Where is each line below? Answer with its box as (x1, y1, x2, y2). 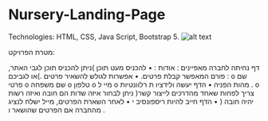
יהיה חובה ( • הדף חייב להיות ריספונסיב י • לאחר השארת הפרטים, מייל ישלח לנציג (8, 96, 254, 106)
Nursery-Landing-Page (8, 6, 166, 24)
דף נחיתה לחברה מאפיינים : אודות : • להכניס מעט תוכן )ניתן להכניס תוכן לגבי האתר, (8, 62, 260, 72)
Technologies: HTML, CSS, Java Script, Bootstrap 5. (8, 32, 179, 41)
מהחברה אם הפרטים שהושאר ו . (8, 105, 105, 115)
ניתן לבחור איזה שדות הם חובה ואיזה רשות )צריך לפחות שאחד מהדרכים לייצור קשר (8, 88, 254, 97)
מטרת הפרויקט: (8, 47, 56, 57)
